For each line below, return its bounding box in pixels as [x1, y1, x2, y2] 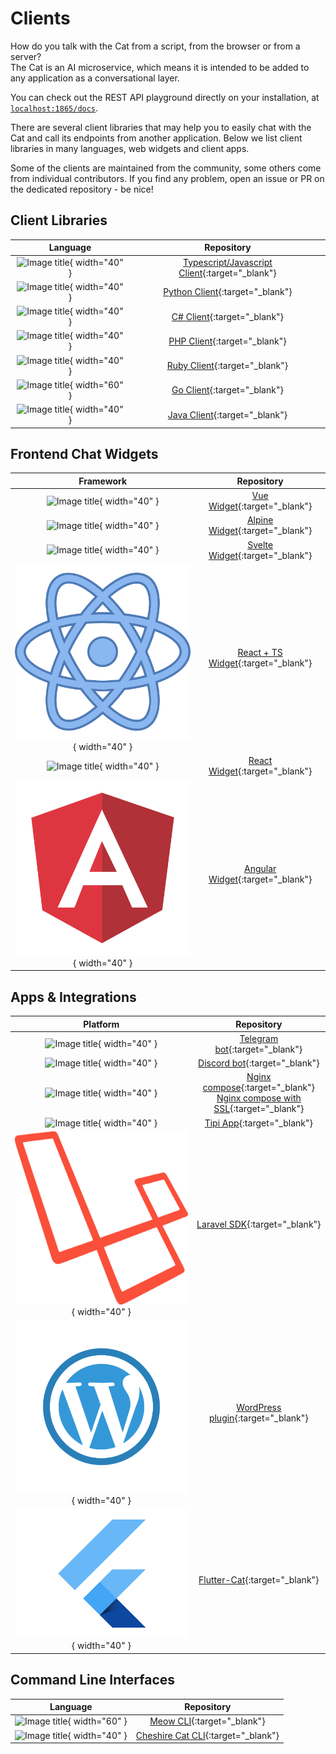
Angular [243, 863, 277, 875]
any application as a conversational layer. [10, 72, 180, 84]
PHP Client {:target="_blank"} [168, 335, 287, 347]
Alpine [246, 514, 274, 526]
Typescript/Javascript [183, 256, 273, 268]
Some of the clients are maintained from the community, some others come [10, 162, 322, 174]
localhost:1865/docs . [10, 102, 99, 114]
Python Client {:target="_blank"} [163, 286, 293, 298]
